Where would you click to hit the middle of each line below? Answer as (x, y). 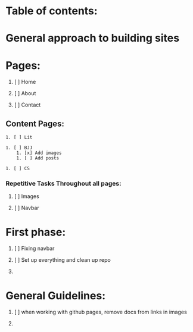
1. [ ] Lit (19, 137)
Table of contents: (52, 11)
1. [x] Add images (39, 153)
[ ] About (25, 93)
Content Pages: (35, 123)
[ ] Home (25, 82)
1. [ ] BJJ (19, 148)
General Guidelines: (55, 295)
